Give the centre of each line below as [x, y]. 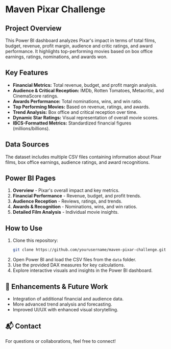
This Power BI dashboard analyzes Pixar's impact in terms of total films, [81, 40]
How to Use [24, 228]
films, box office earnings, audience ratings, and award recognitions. [78, 162]
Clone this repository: [35, 240]
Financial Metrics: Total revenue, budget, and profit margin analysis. [85, 85]
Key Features [27, 73]
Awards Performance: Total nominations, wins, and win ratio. [77, 101]
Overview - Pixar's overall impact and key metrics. [66, 190]
